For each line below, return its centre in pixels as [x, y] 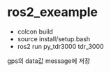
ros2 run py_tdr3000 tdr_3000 [60, 46]
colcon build [35, 31]
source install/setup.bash [54, 38]
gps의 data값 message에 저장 [49, 61]
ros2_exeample [53, 12]
